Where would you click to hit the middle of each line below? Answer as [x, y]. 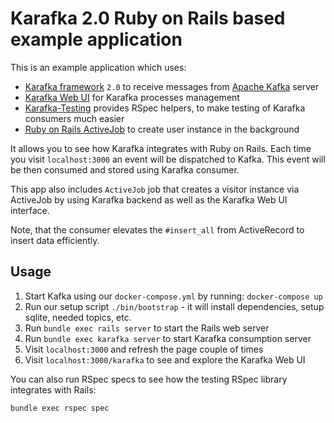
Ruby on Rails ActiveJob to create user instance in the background [162, 129]
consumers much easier [74, 118]
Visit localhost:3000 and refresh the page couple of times [144, 349]
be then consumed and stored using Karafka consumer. [125, 169]
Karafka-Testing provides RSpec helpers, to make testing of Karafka [165, 108]
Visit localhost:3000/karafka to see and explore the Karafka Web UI [165, 359]
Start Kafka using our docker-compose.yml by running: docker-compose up [173, 296]
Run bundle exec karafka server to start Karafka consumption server [168, 338]
